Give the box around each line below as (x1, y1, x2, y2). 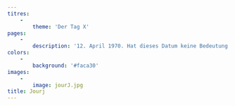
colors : (7, 50, 30, 56)
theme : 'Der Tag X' (32, 23, 90, 30)
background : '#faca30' (32, 62, 99, 69)
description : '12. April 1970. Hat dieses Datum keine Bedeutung (32, 43, 229, 50)
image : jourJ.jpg (32, 82, 83, 89)
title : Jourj (7, 88, 46, 95)
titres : (7, 10, 30, 17)
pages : (7, 29, 27, 37)
